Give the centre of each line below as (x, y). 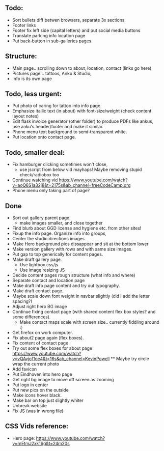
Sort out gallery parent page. (41, 218)
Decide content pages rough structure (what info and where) (74, 275)
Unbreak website (29, 406)
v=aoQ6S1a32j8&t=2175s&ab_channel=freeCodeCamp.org (71, 185)
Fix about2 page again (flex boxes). (48, 338)
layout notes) (26, 116)
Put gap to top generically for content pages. (57, 254)
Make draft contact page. (38, 291)
